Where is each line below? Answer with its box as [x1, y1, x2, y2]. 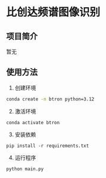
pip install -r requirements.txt [6, 143, 89, 149]
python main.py [6, 165, 44, 172]
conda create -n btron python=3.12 [6, 96, 95, 102]
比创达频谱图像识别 [6, 5, 101, 19]
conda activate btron [6, 119, 60, 125]
